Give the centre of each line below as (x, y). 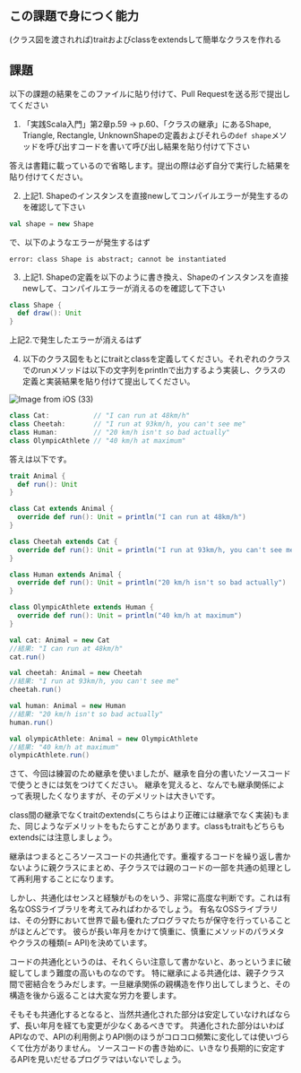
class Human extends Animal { (66, 575)
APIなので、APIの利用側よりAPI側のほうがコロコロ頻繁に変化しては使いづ (146, 1037)
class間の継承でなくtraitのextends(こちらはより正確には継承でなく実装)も (146, 815)
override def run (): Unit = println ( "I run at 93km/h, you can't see (150, 549)
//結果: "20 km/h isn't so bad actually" (86, 714)
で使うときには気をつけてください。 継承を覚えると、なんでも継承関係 (139, 785)
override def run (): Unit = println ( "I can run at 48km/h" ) (132, 517)
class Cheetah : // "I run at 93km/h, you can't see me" (128, 424)
